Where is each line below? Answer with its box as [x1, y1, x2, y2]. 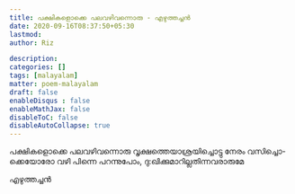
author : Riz [9, 38, 54, 48]
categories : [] [9, 63, 67, 72]
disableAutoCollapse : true [9, 121, 111, 130]
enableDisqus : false [9, 96, 91, 105]
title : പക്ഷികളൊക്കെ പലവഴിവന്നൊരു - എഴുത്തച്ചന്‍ [9, 13, 191, 22]
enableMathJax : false [9, 104, 91, 113]
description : [9, 55, 58, 64]
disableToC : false [9, 113, 78, 122]
